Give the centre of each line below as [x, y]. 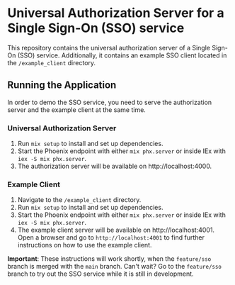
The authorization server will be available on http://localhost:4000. [115, 166]
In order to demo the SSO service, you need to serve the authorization [110, 102]
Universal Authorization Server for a [116, 13]
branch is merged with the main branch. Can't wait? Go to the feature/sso [114, 267]
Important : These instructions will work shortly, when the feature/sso [109, 259]
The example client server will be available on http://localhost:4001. [116, 230]
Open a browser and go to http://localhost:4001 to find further [111, 238]
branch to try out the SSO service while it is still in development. [101, 274]
